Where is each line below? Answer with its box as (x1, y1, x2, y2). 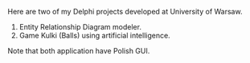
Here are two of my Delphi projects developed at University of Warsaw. (7, 7, 243, 16)
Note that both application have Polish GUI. (7, 46, 150, 55)
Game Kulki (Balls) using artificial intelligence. (18, 31, 170, 40)
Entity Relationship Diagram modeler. (18, 22, 142, 31)
